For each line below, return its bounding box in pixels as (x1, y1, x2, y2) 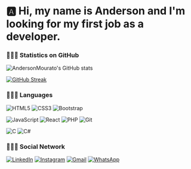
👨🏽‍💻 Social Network (6, 142, 66, 151)
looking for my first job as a (6, 17, 144, 31)
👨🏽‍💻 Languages (6, 91, 53, 99)
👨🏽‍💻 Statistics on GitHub (6, 51, 79, 60)
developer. (6, 30, 61, 43)
